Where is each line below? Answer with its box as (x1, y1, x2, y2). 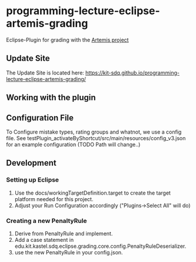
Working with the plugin (6, 93, 96, 103)
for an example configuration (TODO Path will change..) (6, 141, 141, 148)
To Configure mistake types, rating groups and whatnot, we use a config (6, 128, 182, 135)
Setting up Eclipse (6, 176, 59, 184)
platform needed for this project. (14, 195, 94, 202)
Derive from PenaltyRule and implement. (14, 229, 113, 237)
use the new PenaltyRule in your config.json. (14, 248, 123, 255)
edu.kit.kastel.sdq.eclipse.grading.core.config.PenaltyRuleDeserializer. (14, 242, 187, 250)
